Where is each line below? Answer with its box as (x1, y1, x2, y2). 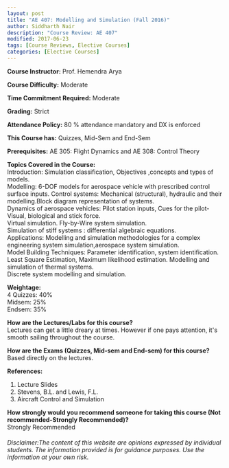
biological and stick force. (27, 211, 101, 220)
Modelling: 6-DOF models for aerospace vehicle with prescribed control (7, 182, 210, 190)
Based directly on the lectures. (7, 353, 94, 361)
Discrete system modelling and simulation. (7, 269, 127, 278)
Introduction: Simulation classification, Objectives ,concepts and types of (7, 168, 214, 176)
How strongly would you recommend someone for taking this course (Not (7, 408, 221, 416)
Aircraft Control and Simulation (16, 394, 104, 403)
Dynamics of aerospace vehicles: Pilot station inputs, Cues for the (7, 204, 193, 212)
